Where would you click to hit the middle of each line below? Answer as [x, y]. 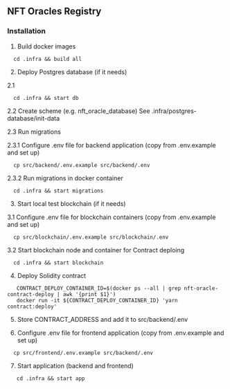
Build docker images [46, 46]
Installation [27, 31]
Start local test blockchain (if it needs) [71, 203]
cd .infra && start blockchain [59, 263]
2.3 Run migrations [34, 132]
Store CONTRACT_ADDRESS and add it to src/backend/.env [103, 319]
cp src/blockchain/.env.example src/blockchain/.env [91, 237]
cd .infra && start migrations [59, 191]
